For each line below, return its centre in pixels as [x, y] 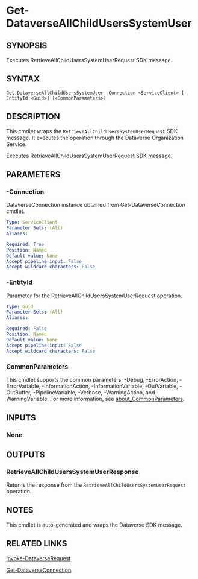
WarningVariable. [28, 399]
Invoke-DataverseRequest [39, 558]
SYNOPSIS [27, 46]
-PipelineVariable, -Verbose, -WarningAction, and [94, 392]
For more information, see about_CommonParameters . [117, 399]
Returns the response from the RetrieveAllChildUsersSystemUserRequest [96, 485]
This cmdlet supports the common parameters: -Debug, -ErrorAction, [92, 379]
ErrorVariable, [23, 386]
